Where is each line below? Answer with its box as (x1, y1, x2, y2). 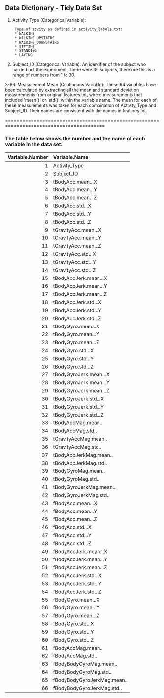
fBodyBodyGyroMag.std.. (53, 669, 112, 676)
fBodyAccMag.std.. (53, 652, 98, 659)
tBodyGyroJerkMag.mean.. (53, 484, 116, 491)
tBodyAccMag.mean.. (53, 419, 103, 426)
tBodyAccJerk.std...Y (53, 307, 102, 314)
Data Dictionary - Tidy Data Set (5, 4, 102, 12)
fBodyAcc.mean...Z (53, 516, 97, 523)
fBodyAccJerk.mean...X (53, 548, 108, 555)
